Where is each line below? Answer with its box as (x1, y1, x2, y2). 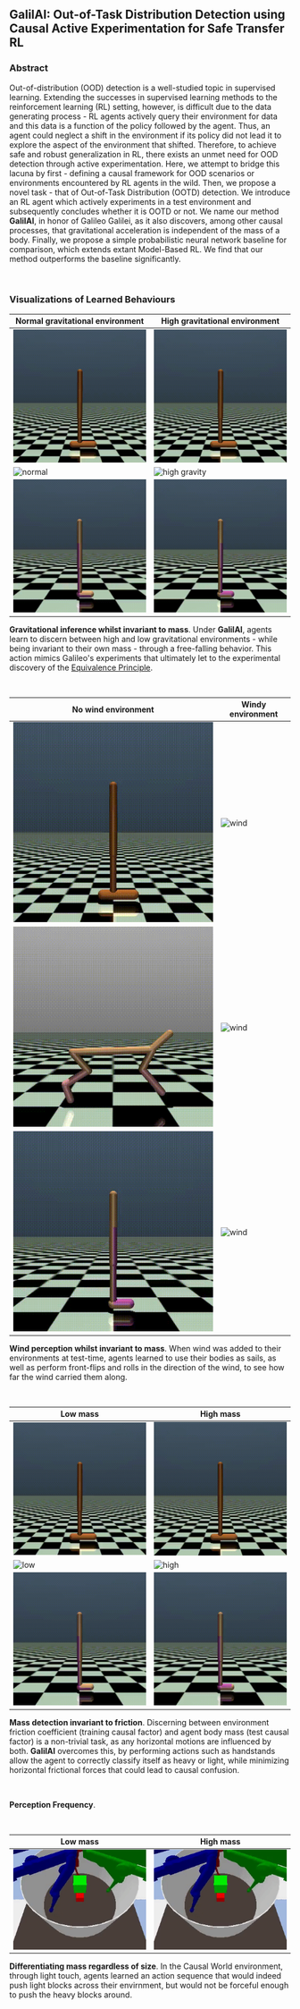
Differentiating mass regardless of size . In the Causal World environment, (9, 1961, 284, 1971)
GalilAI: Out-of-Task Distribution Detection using (9, 7, 286, 22)
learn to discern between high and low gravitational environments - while (9, 633, 279, 644)
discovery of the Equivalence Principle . (9, 662, 154, 673)
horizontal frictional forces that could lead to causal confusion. (9, 1764, 240, 1775)
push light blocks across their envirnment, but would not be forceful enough (9, 1980, 289, 1991)
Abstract (9, 62, 49, 74)
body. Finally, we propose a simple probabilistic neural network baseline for (9, 234, 287, 245)
